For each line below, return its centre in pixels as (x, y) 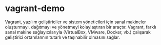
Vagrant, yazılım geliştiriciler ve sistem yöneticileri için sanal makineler (76, 22)
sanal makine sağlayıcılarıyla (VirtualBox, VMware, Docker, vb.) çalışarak (78, 32)
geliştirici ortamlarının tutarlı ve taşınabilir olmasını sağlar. (63, 37)
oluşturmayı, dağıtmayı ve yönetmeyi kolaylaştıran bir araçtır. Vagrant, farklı (80, 27)
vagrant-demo (35, 8)
